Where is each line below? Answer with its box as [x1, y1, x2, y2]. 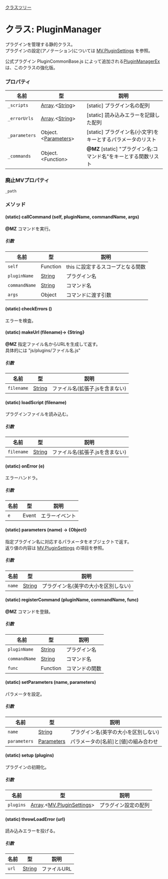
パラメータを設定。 [5, 691, 45, 697]
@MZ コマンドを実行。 [5, 225, 53, 232]
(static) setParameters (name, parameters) [5, 679, 96, 685]
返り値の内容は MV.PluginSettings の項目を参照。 [5, 545, 106, 551]
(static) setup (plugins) [5, 752, 54, 759]
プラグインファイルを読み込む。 [5, 411, 71, 417]
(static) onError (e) [5, 463, 45, 469]
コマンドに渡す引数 [66, 291, 111, 299]
